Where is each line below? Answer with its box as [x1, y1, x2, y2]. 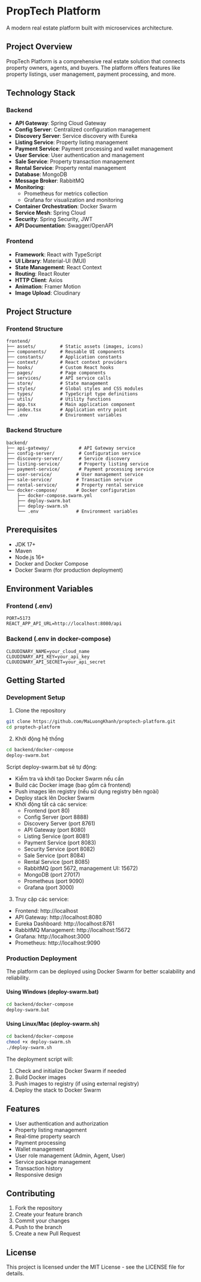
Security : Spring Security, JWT [14, 216, 93, 223]
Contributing [6, 1188, 55, 1198]
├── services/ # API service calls [6, 375, 112, 381]
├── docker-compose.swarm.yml [17, 492, 93, 498]
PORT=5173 [6, 616, 31, 622]
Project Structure [6, 307, 72, 317]
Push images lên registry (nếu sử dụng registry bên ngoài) [14, 787, 159, 795]
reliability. [6, 974, 30, 981]
